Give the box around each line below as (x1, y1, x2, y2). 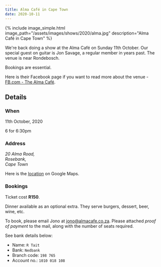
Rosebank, (5, 156, 27, 162)
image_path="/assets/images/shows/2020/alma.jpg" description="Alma (5, 30, 149, 36)
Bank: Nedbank (12, 247, 40, 253)
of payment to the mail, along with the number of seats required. (5, 223, 134, 229)
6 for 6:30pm (5, 128, 32, 134)
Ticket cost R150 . (5, 194, 40, 200)
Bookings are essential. (5, 64, 52, 70)
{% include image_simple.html (5, 25, 65, 31)
